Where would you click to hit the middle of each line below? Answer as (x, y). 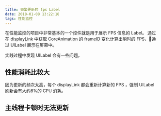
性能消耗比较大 (27, 72)
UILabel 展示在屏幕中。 (33, 45)
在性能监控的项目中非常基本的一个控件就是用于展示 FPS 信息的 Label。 (76, 33)
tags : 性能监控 (19, 18)
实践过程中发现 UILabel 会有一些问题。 (44, 55)
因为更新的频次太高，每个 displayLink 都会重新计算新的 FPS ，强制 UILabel (80, 85)
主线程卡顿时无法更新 (37, 108)
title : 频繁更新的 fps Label (33, 9)
